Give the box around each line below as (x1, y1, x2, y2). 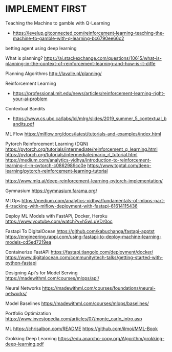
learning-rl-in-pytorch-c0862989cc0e (5, 162, 87, 169)
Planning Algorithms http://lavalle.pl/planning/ (5, 70, 102, 77)
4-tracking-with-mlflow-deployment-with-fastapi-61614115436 (5, 203, 138, 209)
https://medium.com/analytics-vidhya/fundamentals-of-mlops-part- (21, 197, 165, 203)
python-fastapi (5, 260, 37, 266)
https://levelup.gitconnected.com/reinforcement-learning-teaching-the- (12, 30, 165, 36)
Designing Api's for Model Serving (5, 269, 78, 276)
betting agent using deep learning (5, 45, 77, 51)
